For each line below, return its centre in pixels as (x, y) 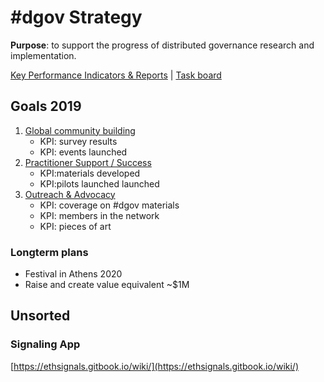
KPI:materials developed (90, 173)
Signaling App (45, 344)
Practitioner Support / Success (88, 162)
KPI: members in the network (99, 215)
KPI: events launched (83, 152)
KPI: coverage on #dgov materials (109, 205)
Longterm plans (49, 252)
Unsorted (40, 316)
